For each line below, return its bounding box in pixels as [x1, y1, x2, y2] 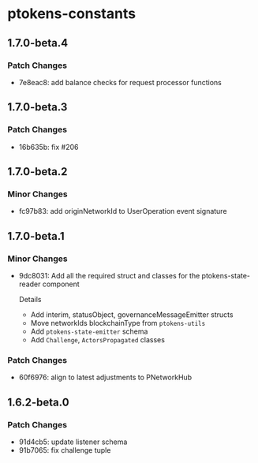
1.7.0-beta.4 [7, 36, 69, 50]
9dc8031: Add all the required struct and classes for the [18, 271, 200, 280]
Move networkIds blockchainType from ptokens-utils [30, 318, 206, 327]
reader [18, 279, 41, 289]
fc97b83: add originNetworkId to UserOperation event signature [18, 207, 227, 216]
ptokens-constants [7, 5, 136, 23]
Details [18, 294, 42, 304]
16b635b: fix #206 [18, 142, 79, 151]
